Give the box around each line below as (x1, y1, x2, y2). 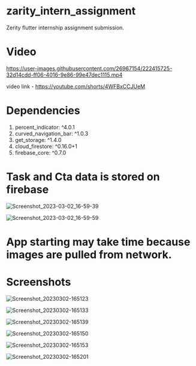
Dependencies (6, 104, 80, 117)
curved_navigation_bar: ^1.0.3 (14, 130, 89, 137)
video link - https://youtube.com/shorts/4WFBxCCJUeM (6, 83, 146, 90)
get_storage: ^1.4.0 (14, 136, 62, 143)
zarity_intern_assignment (6, 4, 136, 18)
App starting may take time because (6, 235, 191, 249)
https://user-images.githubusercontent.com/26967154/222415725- (6, 65, 173, 72)
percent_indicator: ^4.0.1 (14, 123, 75, 131)
